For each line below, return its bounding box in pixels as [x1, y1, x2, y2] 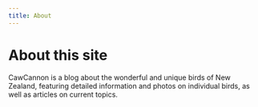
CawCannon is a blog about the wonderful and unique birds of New [8, 73, 231, 82]
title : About [8, 11, 52, 20]
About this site [8, 46, 108, 64]
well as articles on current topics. [8, 89, 119, 99]
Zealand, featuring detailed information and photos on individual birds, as [8, 81, 250, 90]
